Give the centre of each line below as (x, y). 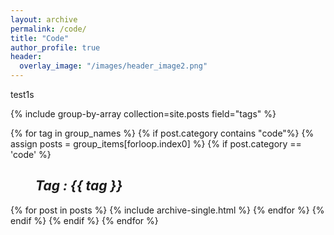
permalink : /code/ (48, 29)
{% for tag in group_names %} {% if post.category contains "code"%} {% (162, 133)
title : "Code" (40, 38)
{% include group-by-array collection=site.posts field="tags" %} (143, 114)
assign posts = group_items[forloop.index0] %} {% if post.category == (156, 144)
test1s (22, 94)
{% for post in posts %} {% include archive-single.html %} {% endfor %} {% (167, 210)
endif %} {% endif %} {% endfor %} (84, 220)
